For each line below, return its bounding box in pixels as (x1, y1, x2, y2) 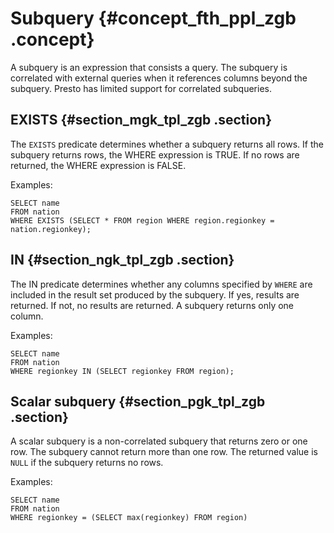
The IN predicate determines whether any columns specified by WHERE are (10, 278, 313, 290)
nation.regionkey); (10, 224, 92, 234)
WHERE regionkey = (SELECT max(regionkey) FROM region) (10, 513, 248, 523)
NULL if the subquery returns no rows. (10, 457, 164, 469)
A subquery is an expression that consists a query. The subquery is (10, 61, 288, 73)
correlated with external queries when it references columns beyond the (10, 72, 308, 84)
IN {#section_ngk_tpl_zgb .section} (10, 252, 235, 269)
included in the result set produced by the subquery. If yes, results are (10, 288, 300, 301)
